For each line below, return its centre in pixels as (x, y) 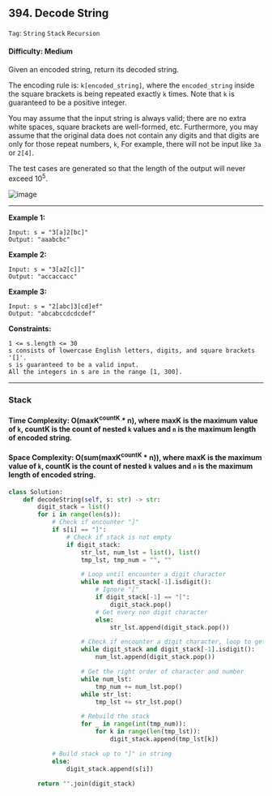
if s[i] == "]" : (79, 530)
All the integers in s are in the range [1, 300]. (96, 372)
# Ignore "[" (117, 590)
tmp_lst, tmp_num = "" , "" (126, 560)
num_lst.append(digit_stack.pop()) (155, 657)
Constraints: (30, 329)
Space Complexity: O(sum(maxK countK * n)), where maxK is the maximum (135, 457)
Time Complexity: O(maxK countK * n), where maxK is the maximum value (133, 420)
